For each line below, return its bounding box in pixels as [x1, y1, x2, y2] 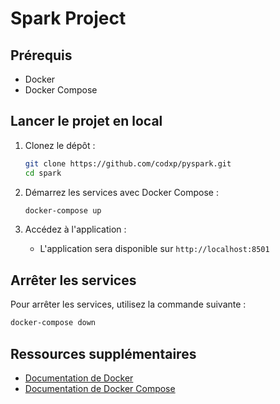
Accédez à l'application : [24, 223, 127, 236]
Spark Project [10, 7, 127, 30]
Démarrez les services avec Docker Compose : [24, 186, 219, 198]
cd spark [24, 168, 62, 178]
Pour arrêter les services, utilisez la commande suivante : [10, 298, 247, 311]
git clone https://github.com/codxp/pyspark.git [24, 158, 232, 169]
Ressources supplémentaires [10, 345, 197, 362]
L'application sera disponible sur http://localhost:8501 [39, 243, 270, 255]
